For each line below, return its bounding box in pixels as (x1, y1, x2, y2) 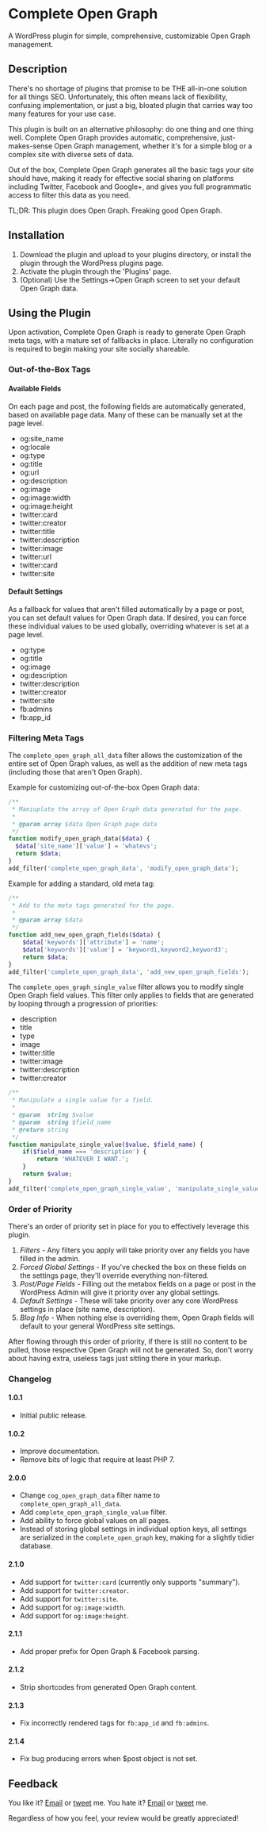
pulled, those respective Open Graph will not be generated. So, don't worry (8, 1344, 253, 1354)
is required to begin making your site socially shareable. (8, 344, 190, 354)
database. (19, 1541, 53, 1551)
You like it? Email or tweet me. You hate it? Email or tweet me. (8, 1798, 208, 1808)
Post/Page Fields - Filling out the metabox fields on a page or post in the (19, 1279, 256, 1288)
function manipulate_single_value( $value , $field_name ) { (8, 1141, 203, 1148)
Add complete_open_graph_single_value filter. (19, 1507, 168, 1517)
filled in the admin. (19, 1253, 81, 1263)
